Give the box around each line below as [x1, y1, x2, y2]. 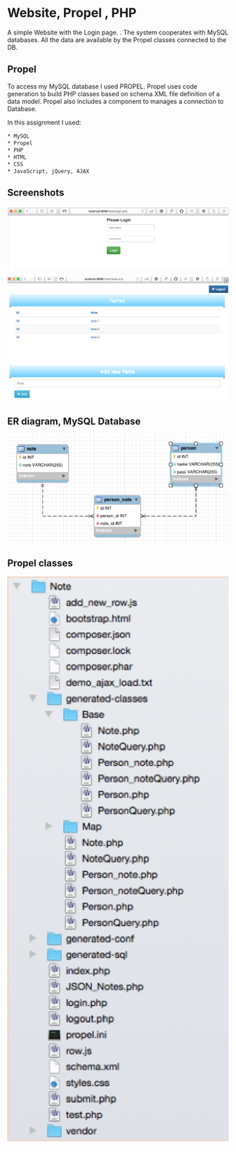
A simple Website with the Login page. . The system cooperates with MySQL [7, 28, 229, 37]
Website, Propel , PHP [7, 5, 137, 21]
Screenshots [7, 187, 65, 199]
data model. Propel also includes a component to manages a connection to [7, 97, 224, 105]
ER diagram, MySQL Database [7, 416, 141, 427]
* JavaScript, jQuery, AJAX [7, 167, 90, 175]
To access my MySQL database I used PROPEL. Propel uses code [7, 82, 198, 91]
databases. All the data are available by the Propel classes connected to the [7, 35, 227, 44]
